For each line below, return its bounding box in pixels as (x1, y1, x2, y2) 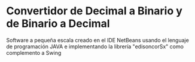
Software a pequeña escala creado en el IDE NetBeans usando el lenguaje (6, 36, 190, 44)
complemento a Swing (6, 49, 62, 56)
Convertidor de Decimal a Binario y (6, 4, 182, 18)
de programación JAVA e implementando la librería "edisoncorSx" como (6, 43, 184, 50)
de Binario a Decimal (6, 17, 110, 30)
